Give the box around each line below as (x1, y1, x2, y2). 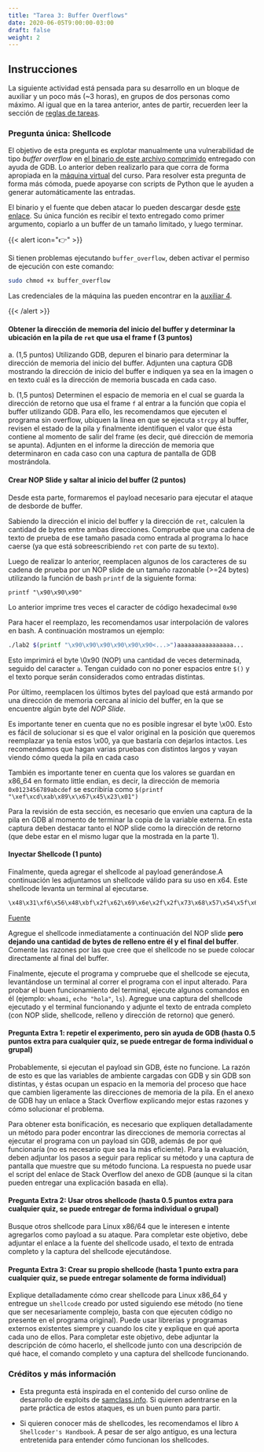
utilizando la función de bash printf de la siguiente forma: (8, 573, 197, 582)
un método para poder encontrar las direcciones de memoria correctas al (8, 1127, 246, 1137)
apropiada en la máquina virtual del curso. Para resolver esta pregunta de (8, 170, 246, 181)
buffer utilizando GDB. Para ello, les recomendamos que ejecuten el (8, 407, 228, 416)
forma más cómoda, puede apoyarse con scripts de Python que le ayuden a (8, 179, 254, 189)
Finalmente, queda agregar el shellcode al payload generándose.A (8, 867, 223, 876)
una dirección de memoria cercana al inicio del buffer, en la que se (8, 695, 224, 705)
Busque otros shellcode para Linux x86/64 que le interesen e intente (8, 1222, 230, 1230)
